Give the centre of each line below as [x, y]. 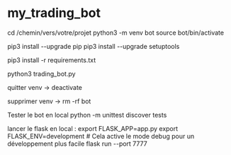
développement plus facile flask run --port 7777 [77, 144]
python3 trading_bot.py [41, 74]
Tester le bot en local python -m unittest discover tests [87, 115]
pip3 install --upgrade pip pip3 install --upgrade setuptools [94, 46]
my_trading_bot [54, 13]
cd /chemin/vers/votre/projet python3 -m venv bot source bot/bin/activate [116, 33]
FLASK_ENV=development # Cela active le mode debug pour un [101, 136]
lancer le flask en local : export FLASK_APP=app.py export [93, 128]
